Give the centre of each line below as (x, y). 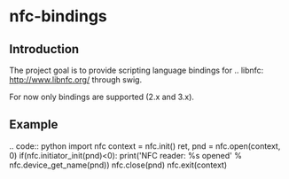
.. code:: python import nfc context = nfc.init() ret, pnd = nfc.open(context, (145, 146)
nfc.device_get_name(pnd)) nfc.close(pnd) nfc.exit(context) (118, 165)
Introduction (44, 49)
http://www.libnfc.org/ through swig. (76, 80)
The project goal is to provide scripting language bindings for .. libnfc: (137, 70)
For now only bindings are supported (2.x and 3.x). (102, 97)
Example (34, 125)
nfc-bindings (59, 16)
